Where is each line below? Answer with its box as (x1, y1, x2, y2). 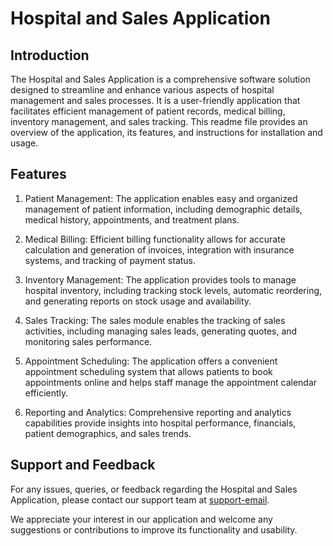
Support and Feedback (10, 457, 156, 474)
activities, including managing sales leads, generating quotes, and (24, 325, 298, 337)
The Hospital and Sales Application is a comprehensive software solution (10, 73, 311, 85)
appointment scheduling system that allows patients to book (24, 365, 273, 377)
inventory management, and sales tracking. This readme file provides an (10, 116, 308, 127)
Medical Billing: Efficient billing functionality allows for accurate (24, 233, 286, 245)
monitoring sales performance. (24, 335, 153, 347)
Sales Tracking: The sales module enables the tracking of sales (24, 314, 286, 326)
